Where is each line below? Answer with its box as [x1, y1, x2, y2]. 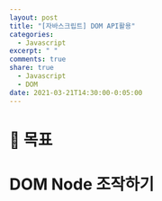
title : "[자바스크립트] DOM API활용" [9, 22, 136, 31]
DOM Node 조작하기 [9, 174, 155, 194]
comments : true [9, 55, 67, 64]
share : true [9, 64, 54, 73]
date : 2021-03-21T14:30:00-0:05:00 [9, 88, 143, 97]
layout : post [9, 13, 58, 22]
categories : [9, 30, 54, 39]
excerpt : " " [9, 47, 58, 56]
